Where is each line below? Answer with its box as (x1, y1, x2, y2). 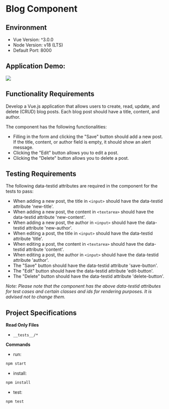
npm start (6, 361, 27, 367)
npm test (6, 399, 24, 404)
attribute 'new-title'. (13, 203, 54, 210)
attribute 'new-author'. (26, 225, 72, 231)
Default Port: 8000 (13, 48, 52, 53)
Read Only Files (6, 322, 39, 328)
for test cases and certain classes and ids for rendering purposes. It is (6, 289, 152, 295)
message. (13, 144, 34, 150)
